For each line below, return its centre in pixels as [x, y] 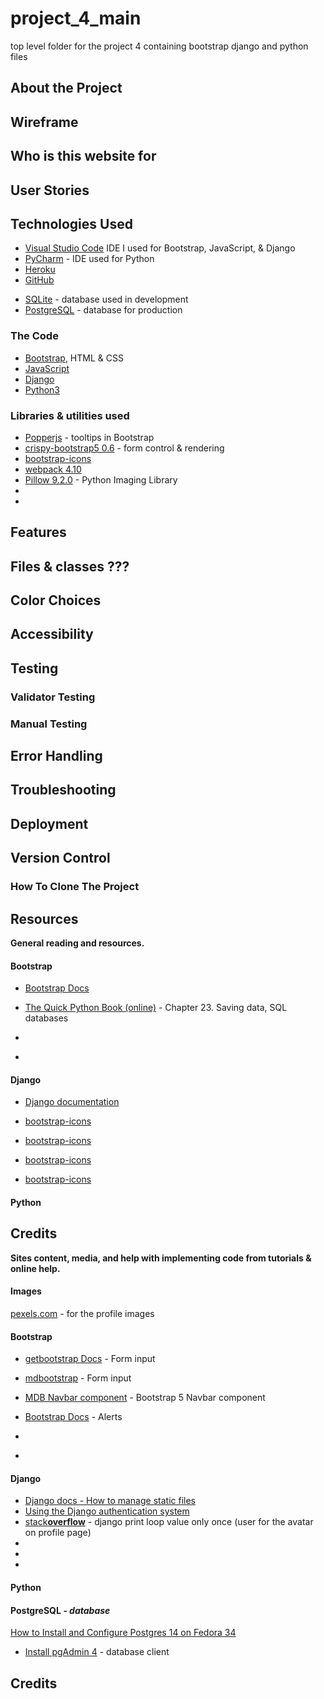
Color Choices [56, 600]
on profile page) [58, 1533]
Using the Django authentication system [107, 1511]
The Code [34, 336]
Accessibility [52, 634]
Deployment [49, 823]
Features [38, 532]
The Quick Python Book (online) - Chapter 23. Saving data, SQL [156, 1008]
